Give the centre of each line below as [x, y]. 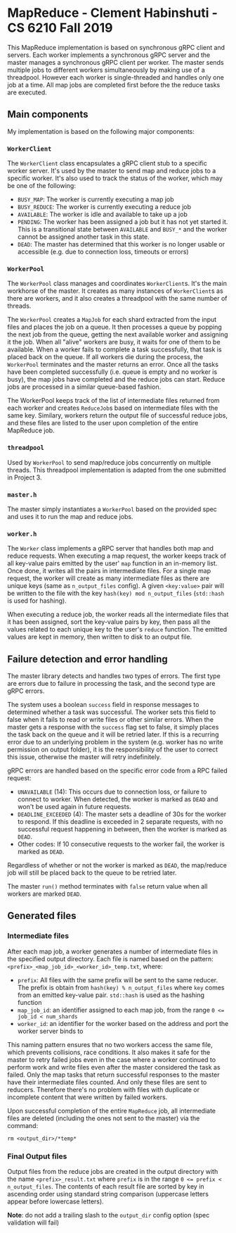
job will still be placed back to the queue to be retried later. [92, 873]
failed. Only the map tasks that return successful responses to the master [113, 1075]
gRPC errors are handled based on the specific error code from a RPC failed [118, 771]
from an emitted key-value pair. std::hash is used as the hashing [111, 995]
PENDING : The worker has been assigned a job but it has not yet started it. [123, 222]
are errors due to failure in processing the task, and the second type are [111, 684]
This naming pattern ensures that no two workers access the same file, [110, 1044]
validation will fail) [33, 1222]
